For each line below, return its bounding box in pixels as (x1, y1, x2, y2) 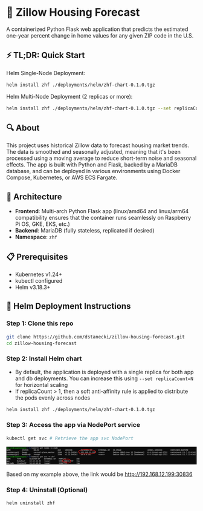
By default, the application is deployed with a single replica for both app (14, 368, 195, 375)
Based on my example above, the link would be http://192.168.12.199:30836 (6, 470, 193, 478)
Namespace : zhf (14, 233, 57, 241)
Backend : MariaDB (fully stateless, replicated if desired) (14, 227, 155, 234)
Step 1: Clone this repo (6, 319, 74, 328)
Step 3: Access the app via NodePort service (6, 421, 141, 429)
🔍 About (6, 122, 40, 133)
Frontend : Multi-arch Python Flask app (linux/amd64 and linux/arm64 (14, 208, 189, 215)
